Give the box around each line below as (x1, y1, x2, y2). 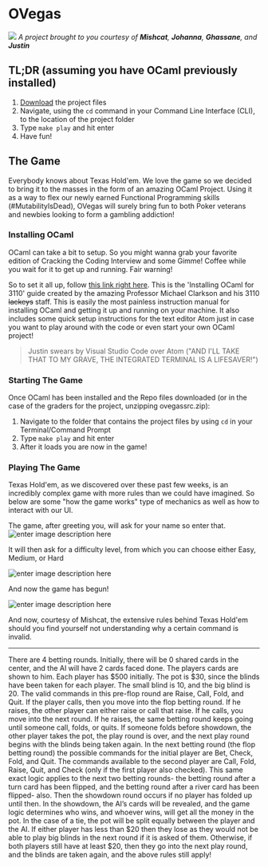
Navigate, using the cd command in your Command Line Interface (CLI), (19, 105, 255, 116)
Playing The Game (8, 462, 81, 473)
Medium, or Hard (8, 554, 64, 563)
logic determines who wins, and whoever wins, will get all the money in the (8, 807, 254, 818)
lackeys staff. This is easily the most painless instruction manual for (8, 297, 230, 306)
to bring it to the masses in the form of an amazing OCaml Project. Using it (8, 184, 253, 194)
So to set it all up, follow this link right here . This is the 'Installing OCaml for (8, 280, 254, 290)
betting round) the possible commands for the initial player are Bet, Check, (8, 748, 254, 758)
